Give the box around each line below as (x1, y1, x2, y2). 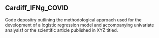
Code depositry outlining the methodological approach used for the (5, 17, 142, 22)
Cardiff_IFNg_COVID (5, 4, 69, 12)
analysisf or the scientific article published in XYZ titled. (5, 27, 118, 33)
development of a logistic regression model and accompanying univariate (5, 22, 154, 28)
